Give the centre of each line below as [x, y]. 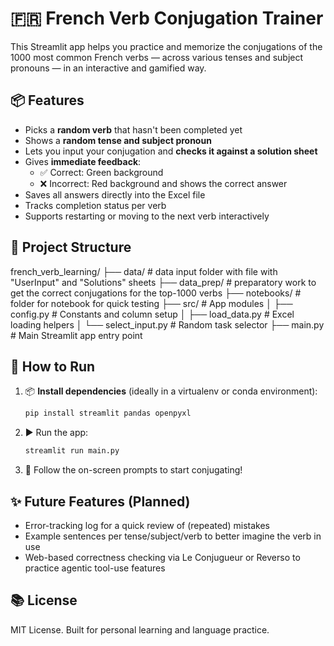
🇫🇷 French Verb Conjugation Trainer [167, 18]
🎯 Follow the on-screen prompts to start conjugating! [133, 470]
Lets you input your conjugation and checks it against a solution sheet [171, 151]
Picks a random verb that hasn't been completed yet [133, 129]
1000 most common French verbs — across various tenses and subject [157, 57]
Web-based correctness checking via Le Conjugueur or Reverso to [162, 557]
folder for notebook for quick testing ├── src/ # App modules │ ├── [151, 303]
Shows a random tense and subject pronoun [118, 140]
